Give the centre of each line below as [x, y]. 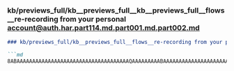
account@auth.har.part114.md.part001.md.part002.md [103, 28]
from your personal [93, 19]
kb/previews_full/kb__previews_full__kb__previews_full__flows [116, 10]
